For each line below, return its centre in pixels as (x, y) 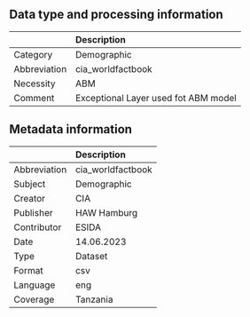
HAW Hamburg (106, 212)
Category (33, 54)
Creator (30, 198)
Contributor (38, 227)
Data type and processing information (116, 15)
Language (35, 285)
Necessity (35, 83)
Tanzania (94, 299)
